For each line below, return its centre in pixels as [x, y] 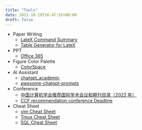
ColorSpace [33, 67]
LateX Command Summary [49, 40]
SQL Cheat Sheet [39, 123]
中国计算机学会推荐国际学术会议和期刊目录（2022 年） [78, 95]
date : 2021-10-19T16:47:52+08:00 [41, 15]
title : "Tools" [22, 10]
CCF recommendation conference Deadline [67, 101]
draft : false [19, 20]
